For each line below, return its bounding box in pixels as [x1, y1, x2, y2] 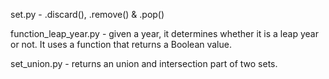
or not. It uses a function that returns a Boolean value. [10, 39, 232, 50]
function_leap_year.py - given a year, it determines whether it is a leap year [10, 28, 319, 39]
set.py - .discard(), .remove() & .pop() [10, 9, 165, 20]
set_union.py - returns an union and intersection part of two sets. [10, 58, 278, 69]
